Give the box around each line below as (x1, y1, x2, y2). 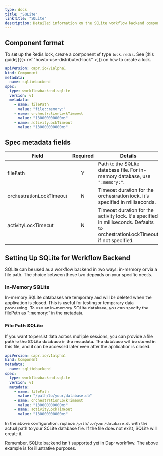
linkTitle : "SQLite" (5, 16, 47, 21)
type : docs (5, 7, 27, 12)
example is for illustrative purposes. (5, 445, 77, 451)
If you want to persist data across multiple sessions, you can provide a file (5, 333, 153, 339)
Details (120, 152, 137, 159)
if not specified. (98, 237, 134, 244)
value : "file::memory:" (17, 106, 66, 112)
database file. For (98, 167, 138, 174)
